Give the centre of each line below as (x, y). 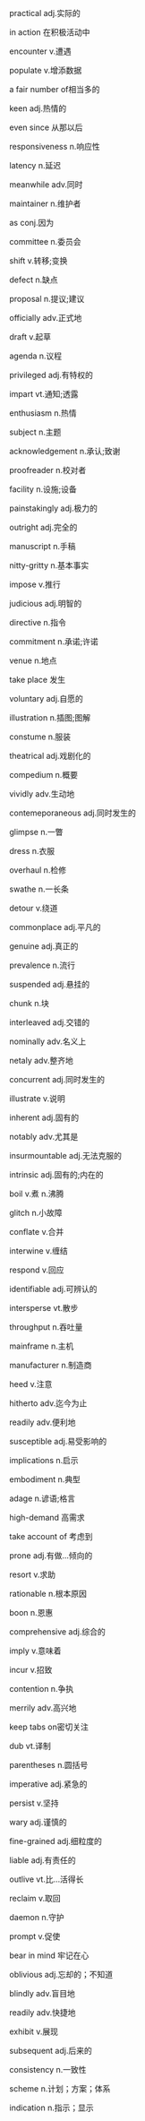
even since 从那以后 (46, 127)
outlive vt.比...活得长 (47, 1879)
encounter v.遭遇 (40, 51)
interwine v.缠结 (39, 1251)
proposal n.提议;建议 (47, 299)
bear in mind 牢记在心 (49, 1955)
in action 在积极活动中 (50, 32)
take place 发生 (37, 680)
